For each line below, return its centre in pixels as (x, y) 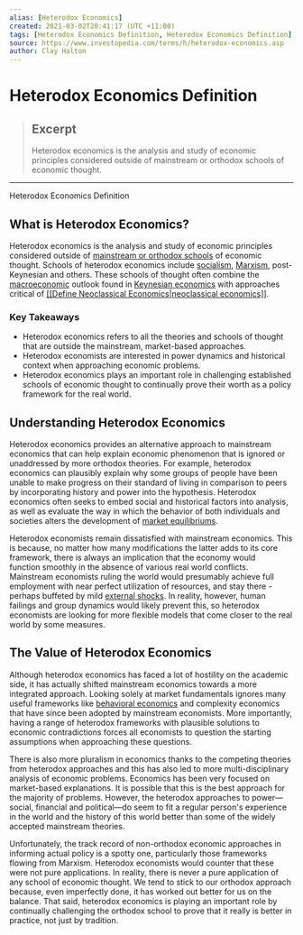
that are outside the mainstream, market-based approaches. (134, 346)
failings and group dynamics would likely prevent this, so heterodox (134, 606)
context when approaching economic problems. (111, 365)
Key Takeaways (45, 316)
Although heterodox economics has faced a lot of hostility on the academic (149, 674)
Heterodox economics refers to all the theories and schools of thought (153, 337)
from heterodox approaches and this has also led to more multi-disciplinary (149, 768)
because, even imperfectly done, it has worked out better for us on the (141, 891)
